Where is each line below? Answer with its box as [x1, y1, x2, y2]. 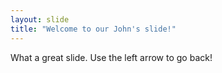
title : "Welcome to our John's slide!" [10, 24, 177, 34]
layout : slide [10, 14, 70, 25]
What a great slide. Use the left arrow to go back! [10, 51, 213, 63]
